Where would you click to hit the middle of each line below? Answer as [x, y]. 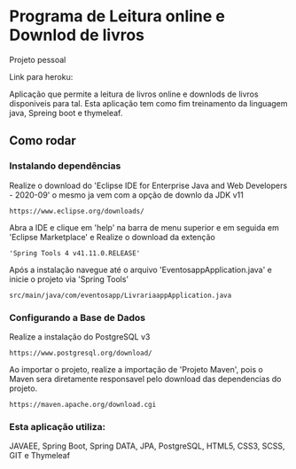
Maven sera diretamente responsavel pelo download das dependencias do [145, 379]
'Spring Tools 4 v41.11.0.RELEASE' [75, 253]
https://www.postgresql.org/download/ [81, 353]
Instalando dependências [65, 166]
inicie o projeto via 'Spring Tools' [69, 279]
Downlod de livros [77, 35]
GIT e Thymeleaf [40, 456]
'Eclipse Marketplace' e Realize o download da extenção [112, 237]
